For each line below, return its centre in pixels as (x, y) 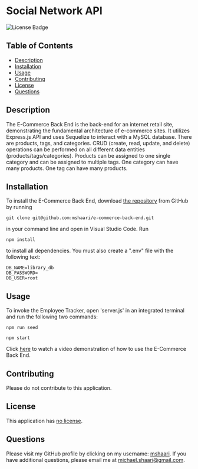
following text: (23, 257)
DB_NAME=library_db (30, 268)
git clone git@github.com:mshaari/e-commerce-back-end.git (80, 218)
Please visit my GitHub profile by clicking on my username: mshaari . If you (96, 454)
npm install (21, 240)
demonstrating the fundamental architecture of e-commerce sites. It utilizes (98, 131)
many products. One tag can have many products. (67, 168)
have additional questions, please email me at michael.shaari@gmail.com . (95, 460)
